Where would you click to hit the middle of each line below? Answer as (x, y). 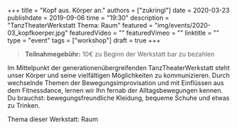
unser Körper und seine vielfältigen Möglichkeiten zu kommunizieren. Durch (118, 75)
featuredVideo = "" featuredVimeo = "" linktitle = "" (144, 33)
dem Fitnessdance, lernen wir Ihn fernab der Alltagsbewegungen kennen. (115, 90)
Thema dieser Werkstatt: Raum (53, 119)
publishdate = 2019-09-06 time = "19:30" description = (88, 18)
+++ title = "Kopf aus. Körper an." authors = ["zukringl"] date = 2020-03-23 (118, 10)
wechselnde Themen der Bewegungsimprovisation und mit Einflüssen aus (116, 83)
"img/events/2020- (183, 25)
